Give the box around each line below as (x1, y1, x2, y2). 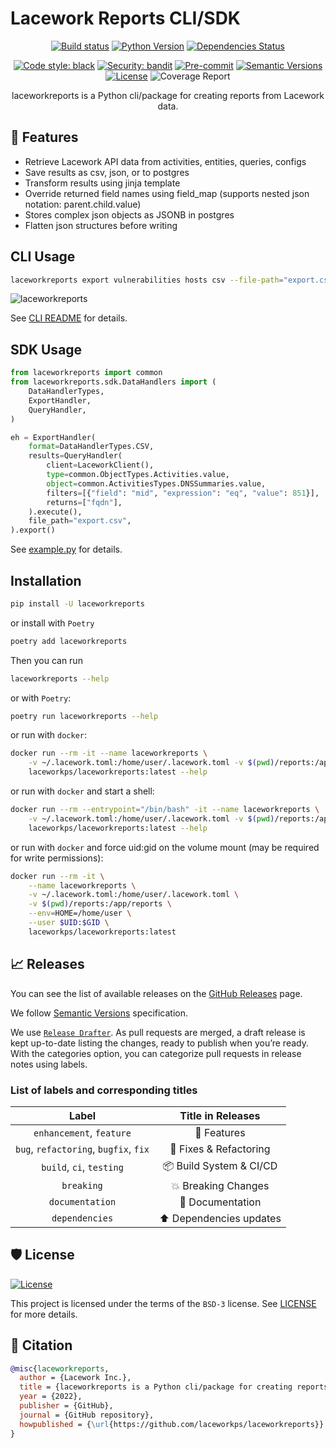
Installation (10, 572, 82, 589)
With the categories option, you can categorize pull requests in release (10, 1047, 302, 1059)
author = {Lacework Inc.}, (19, 1373, 132, 1383)
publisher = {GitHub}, (19, 1401, 114, 1411)
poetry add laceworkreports (10, 636, 128, 646)
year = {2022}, (19, 1392, 83, 1402)
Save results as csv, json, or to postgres (24, 166, 190, 178)
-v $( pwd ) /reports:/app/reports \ (28, 899, 172, 909)
